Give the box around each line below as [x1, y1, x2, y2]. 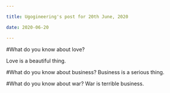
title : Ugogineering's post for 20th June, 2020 [6, 14, 129, 19]
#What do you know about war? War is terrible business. [6, 80, 144, 87]
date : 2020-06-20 [6, 24, 49, 30]
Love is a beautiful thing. [6, 57, 66, 64]
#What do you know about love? [6, 45, 85, 53]
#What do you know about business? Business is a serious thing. [6, 68, 165, 75]
